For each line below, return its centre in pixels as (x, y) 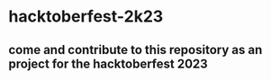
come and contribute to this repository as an (135, 50)
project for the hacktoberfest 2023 (108, 63)
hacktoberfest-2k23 (86, 17)
